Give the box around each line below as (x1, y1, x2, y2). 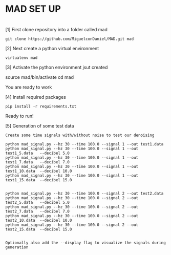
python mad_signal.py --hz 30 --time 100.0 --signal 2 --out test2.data (5, 191, 164, 196)
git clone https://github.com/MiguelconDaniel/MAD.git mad (5, 36, 134, 41)
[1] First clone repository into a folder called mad (5, 27, 108, 33)
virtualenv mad (5, 55, 38, 60)
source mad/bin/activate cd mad (5, 74, 74, 80)
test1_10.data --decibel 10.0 (5, 168, 72, 174)
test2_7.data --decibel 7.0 (5, 209, 70, 214)
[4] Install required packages (5, 94, 67, 100)
